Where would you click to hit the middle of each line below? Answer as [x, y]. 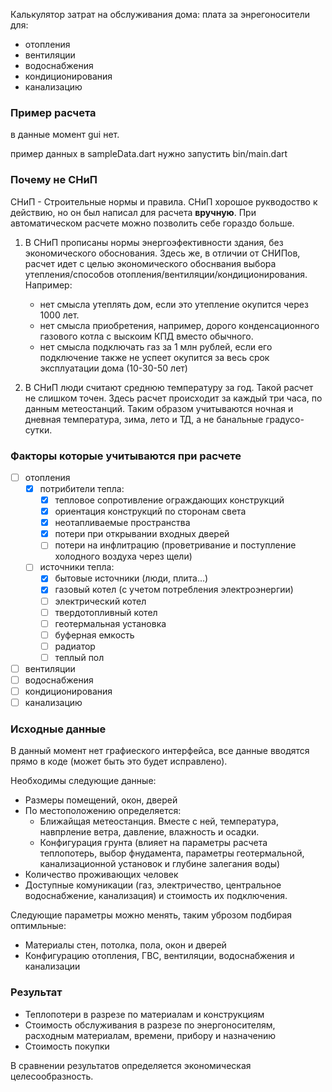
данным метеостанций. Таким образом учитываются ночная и [159, 408]
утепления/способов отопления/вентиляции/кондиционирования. [166, 274]
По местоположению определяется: [103, 811]
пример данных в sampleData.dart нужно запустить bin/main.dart [149, 154]
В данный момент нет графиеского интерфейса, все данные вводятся [160, 751]
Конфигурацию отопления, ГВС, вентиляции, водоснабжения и [159, 956]
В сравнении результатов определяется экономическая [131, 1065]
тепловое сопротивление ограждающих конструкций [169, 500]
